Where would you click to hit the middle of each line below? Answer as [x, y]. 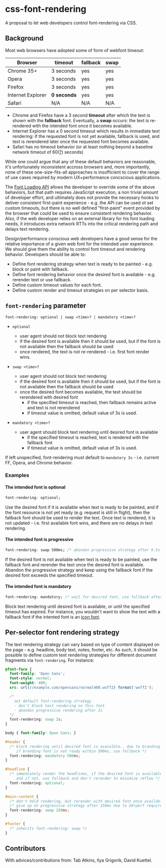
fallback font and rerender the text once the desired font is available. [75, 564]
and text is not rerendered [53, 408]
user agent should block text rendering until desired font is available [89, 432]
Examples [17, 475]
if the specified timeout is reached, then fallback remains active [92, 402]
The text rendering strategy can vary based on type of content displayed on [82, 644]
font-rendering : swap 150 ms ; [40, 810]
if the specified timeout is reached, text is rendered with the [88, 437]
